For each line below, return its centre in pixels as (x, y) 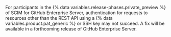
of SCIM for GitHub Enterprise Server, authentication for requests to (77, 13)
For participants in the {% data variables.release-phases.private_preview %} (86, 7)
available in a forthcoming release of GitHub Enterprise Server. (71, 29)
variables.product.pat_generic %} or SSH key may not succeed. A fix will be (85, 23)
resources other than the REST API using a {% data (59, 18)
